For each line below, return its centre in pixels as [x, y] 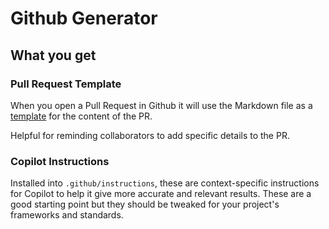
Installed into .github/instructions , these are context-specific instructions [165, 183]
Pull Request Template [66, 84]
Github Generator [84, 18]
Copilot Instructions [60, 161]
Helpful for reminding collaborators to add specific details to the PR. [150, 135]
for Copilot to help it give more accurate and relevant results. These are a [161, 194]
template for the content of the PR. [81, 116]
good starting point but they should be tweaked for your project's [145, 204]
